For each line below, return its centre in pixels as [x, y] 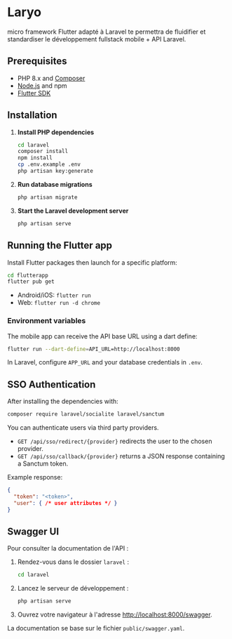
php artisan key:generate [55, 171]
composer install [43, 152]
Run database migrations [55, 184]
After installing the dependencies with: [63, 402]
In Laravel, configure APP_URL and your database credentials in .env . [105, 362]
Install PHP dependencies [56, 132]
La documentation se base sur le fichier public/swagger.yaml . [96, 628]
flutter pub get [31, 282]
